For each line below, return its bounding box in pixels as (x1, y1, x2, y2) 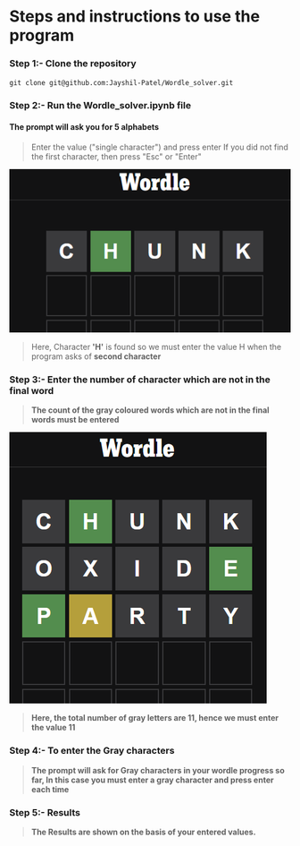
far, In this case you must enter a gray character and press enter (30, 774, 274, 785)
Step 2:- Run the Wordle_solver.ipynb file (9, 99, 192, 112)
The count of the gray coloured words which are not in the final (30, 405, 270, 415)
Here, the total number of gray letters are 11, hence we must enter (30, 713, 279, 723)
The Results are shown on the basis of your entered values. (30, 826, 256, 838)
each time (30, 783, 70, 794)
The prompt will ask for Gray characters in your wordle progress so (30, 765, 285, 775)
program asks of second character (30, 351, 162, 362)
